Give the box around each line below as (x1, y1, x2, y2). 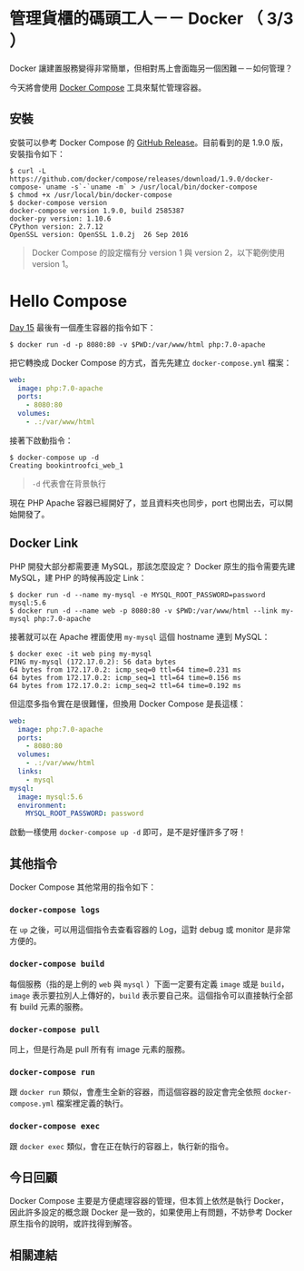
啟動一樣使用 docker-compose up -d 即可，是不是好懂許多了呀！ (9, 827, 247, 838)
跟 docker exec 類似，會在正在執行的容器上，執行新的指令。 (9, 1140, 234, 1151)
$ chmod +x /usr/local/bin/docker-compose (9, 190, 172, 200)
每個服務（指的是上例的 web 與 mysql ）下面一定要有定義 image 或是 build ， (9, 978, 289, 990)
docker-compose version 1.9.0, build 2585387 (9, 206, 184, 215)
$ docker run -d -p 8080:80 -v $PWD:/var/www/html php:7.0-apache (9, 340, 266, 350)
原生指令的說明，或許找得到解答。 (9, 1218, 137, 1229)
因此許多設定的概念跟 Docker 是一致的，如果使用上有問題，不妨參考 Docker (9, 1207, 293, 1217)
